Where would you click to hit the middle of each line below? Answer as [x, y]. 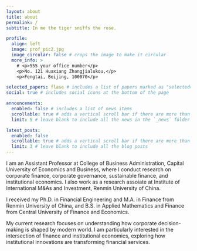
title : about [22, 17]
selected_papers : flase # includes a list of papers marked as [85, 87]
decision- [170, 223]
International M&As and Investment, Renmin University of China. [84, 188]
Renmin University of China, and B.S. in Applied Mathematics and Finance [95, 206]
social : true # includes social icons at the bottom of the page [87, 93]
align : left [26, 44]
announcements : [25, 103]
